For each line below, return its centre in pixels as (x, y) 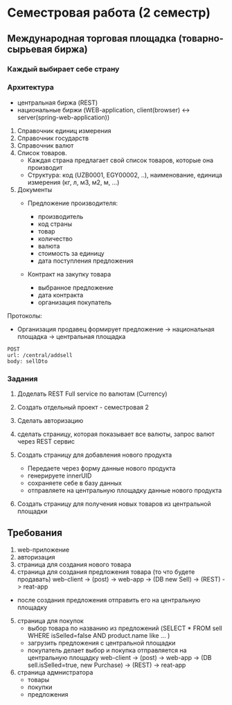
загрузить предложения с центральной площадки (101, 643)
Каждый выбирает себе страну (63, 69)
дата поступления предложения (86, 261)
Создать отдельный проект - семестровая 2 (83, 408)
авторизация (36, 557)
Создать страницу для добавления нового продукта (95, 455)
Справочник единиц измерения (64, 130)
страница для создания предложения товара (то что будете (106, 572)
